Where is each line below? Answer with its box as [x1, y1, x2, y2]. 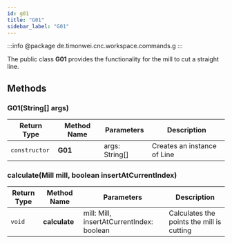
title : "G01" [7, 17, 45, 23]
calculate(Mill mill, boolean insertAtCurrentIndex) [7, 170, 177, 180]
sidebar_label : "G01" [7, 23, 70, 30]
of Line [151, 150, 175, 159]
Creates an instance [151, 141, 217, 151]
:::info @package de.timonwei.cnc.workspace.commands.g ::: [7, 42, 183, 50]
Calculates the [168, 208, 215, 218]
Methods [7, 82, 47, 94]
